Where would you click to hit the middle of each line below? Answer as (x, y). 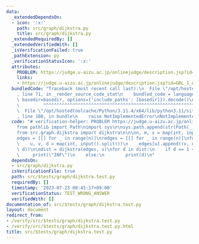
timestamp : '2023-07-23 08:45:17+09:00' (62, 188)
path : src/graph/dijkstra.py (53, 28)
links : (25, 78)
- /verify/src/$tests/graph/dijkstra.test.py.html (70, 226)
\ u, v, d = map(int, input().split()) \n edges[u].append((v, (103, 144)
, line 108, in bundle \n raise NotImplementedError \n (89, 116)
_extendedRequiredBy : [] (42, 39)
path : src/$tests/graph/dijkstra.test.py (63, 177)
